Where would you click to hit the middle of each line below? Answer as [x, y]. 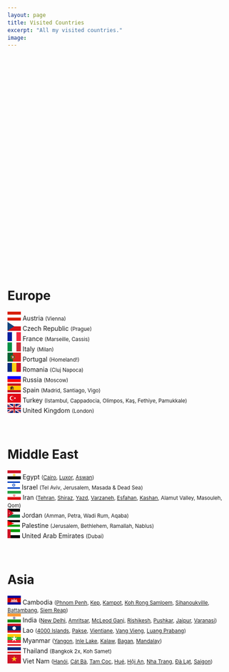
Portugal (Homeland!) [51, 360]
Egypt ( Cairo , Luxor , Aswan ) [58, 477]
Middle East [43, 455]
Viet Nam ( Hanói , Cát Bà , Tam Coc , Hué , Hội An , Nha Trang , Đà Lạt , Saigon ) [118, 661]
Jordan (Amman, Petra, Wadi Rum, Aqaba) [75, 515]
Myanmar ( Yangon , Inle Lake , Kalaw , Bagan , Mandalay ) [92, 641]
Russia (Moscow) [46, 380]
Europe [29, 296]
